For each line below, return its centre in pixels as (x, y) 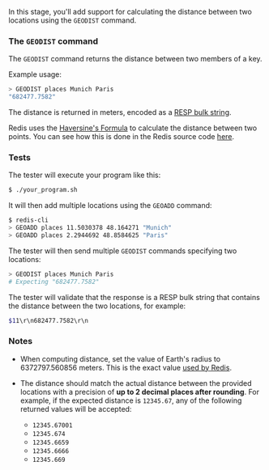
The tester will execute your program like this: (85, 175)
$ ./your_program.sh (43, 190)
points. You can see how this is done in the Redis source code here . (122, 137)
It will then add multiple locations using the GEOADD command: (110, 205)
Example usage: (35, 74)
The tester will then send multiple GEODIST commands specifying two (123, 251)
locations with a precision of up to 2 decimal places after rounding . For (140, 392)
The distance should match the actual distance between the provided (136, 383)
